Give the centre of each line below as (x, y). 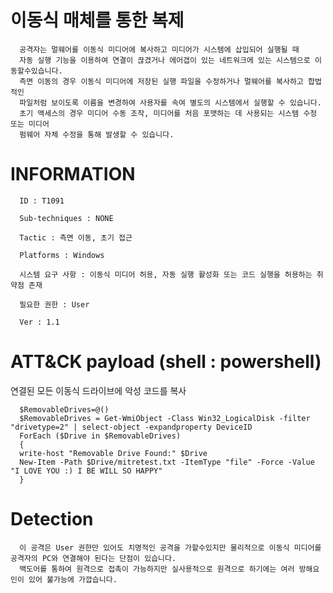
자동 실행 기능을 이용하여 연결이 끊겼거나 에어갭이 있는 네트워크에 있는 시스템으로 (165, 60)
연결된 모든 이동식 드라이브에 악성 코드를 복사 (98, 390)
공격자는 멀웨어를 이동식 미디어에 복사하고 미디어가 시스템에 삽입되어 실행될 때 (159, 49)
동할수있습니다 (34, 71)
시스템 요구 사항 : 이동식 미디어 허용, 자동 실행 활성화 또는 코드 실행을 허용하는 (166, 274)
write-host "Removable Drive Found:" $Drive (113, 453)
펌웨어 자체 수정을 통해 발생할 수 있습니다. (97, 134)
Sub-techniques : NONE (66, 218)
